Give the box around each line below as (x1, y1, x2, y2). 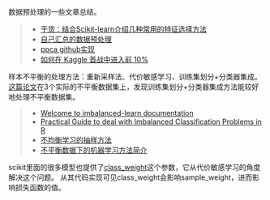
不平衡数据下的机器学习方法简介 (40, 145, 148, 155)
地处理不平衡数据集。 (8, 92, 79, 101)
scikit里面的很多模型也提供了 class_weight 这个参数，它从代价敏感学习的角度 (8, 163, 261, 172)
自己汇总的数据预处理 (40, 35, 112, 44)
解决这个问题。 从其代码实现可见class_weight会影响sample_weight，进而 (8, 172, 253, 182)
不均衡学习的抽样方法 (40, 135, 112, 144)
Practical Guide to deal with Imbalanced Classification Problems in (40, 117, 262, 126)
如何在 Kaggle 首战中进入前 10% (40, 55, 148, 64)
